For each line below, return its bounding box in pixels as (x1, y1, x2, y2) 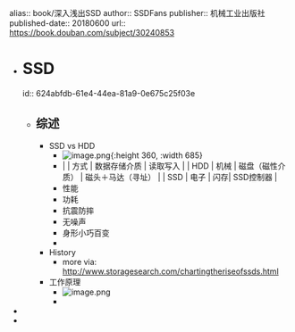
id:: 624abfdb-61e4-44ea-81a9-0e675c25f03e (21, 87, 196, 98)
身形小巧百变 (62, 227, 110, 238)
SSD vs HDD (48, 140, 96, 151)
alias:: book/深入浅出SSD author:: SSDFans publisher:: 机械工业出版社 (9, 8, 265, 18)
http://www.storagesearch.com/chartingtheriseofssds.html (62, 266, 279, 277)
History (48, 246, 76, 257)
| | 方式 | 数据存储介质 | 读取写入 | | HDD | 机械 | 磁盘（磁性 (62, 160, 279, 171)
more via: (62, 256, 97, 267)
